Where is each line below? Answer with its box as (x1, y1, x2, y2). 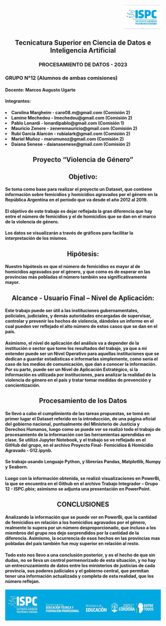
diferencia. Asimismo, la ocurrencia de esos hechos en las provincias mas (5, 535, 161, 541)
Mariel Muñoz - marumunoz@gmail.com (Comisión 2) (11, 136, 124, 141)
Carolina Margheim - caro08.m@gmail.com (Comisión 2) (11, 109, 130, 115)
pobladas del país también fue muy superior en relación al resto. (5, 541, 140, 547)
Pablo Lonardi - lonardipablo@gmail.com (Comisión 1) (11, 120, 124, 126)
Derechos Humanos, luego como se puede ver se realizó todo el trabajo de (5, 426, 161, 432)
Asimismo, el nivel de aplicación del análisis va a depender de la (5, 340, 139, 346)
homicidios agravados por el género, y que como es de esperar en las (5, 269, 151, 275)
